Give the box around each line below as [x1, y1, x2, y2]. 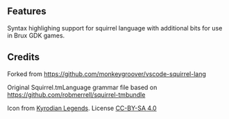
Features [7, 6, 46, 17]
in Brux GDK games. [7, 31, 65, 39]
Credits [7, 51, 40, 63]
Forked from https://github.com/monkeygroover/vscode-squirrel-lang [7, 69, 207, 78]
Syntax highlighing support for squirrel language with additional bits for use [7, 24, 223, 32]
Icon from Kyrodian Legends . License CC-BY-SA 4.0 [7, 104, 158, 112]
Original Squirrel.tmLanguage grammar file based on [7, 83, 158, 91]
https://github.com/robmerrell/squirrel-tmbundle [7, 90, 146, 99]
